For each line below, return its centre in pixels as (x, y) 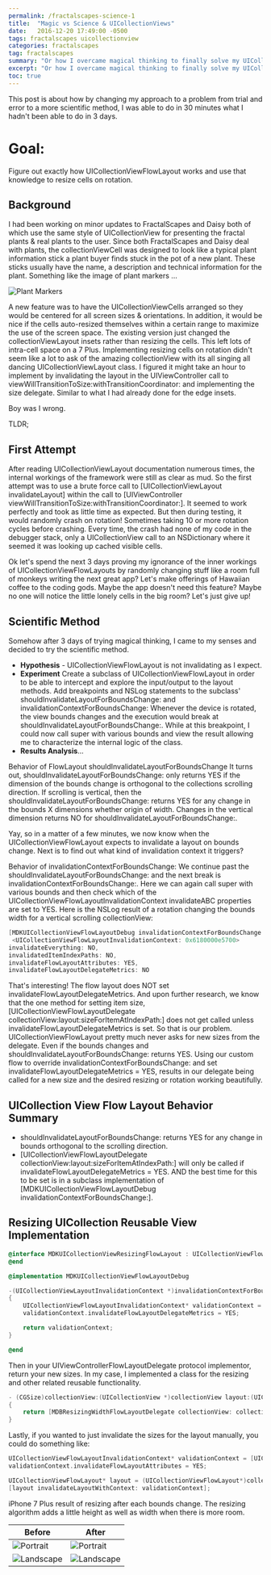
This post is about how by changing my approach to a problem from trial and (135, 98)
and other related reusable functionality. (75, 1382)
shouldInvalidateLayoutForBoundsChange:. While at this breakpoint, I (135, 725)
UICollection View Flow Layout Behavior (111, 1106)
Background (40, 205)
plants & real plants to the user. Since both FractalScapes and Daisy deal (129, 241)
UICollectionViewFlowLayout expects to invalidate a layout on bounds (124, 842)
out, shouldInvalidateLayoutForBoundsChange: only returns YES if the (124, 775)
